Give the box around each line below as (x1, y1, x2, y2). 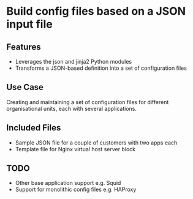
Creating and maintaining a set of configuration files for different (6, 98, 169, 105)
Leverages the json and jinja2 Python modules (15, 58, 132, 65)
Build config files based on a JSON (6, 4, 186, 18)
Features (6, 42, 41, 52)
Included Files (6, 122, 61, 133)
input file (6, 17, 53, 31)
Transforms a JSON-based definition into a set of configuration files (15, 64, 187, 72)
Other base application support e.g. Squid (15, 179, 121, 187)
